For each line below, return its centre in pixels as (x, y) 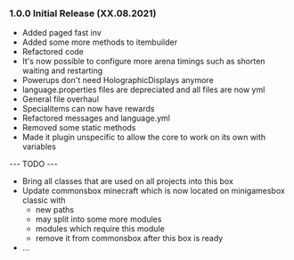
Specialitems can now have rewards (88, 109)
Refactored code (53, 52)
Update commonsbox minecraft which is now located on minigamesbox (153, 191)
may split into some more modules (98, 219)
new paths (54, 210)
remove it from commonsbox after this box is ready (129, 239)
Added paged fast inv (62, 33)
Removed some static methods (79, 128)
